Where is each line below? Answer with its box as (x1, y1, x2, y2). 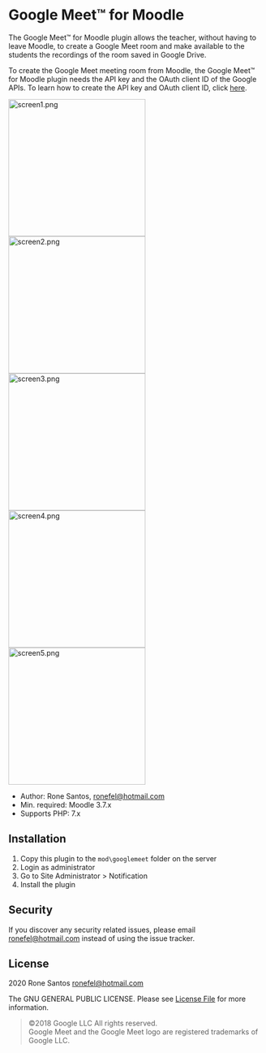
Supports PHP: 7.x (19, 808, 81, 818)
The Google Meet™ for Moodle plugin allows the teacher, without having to (8, 32, 257, 42)
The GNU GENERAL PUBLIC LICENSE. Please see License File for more (8, 994, 246, 1004)
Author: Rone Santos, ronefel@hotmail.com (19, 791, 165, 801)
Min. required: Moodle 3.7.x (19, 799, 112, 809)
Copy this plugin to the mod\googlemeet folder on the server (19, 853, 217, 863)
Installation (8, 832, 66, 846)
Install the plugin (19, 879, 75, 889)
